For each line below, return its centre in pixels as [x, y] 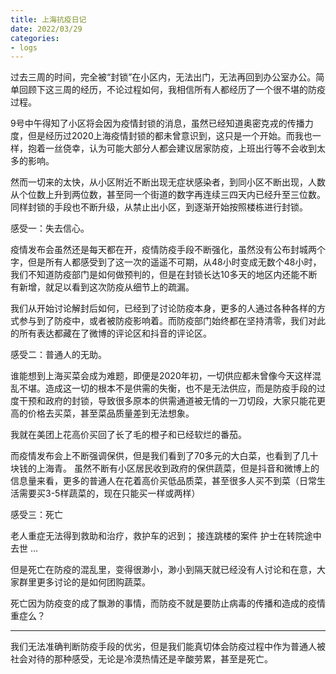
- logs [24, 47]
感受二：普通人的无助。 [58, 355]
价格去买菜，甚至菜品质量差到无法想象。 [111, 413]
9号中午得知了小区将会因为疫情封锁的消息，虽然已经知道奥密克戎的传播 [157, 123]
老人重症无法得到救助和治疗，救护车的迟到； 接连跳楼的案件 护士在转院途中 [166, 536]
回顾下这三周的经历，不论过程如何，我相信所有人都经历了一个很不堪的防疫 [172, 90]
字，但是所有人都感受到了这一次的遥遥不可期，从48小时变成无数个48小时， [166, 262]
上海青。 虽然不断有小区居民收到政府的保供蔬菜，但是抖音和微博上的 [178, 468]
